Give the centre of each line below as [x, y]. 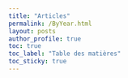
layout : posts [32, 31]
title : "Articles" [39, 16]
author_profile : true [45, 39]
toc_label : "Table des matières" [65, 54]
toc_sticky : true [38, 62]
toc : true [25, 46]
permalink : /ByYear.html [50, 24]
